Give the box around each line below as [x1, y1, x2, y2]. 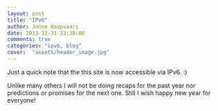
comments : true [7, 36, 51, 43]
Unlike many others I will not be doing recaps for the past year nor [7, 81, 196, 89]
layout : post [7, 10, 45, 17]
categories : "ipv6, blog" [7, 42, 82, 49]
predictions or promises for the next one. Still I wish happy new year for [7, 88, 211, 97]
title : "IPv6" [7, 17, 48, 24]
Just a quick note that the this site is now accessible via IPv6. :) [7, 67, 188, 76]
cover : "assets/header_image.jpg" [7, 49, 110, 56]
